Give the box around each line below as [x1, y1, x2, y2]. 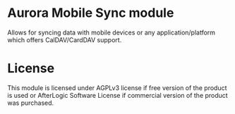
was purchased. [7, 99, 54, 107]
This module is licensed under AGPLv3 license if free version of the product [7, 83, 227, 92]
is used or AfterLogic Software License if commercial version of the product [7, 91, 228, 99]
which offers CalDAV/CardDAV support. [7, 35, 122, 44]
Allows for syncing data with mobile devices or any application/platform [7, 28, 216, 37]
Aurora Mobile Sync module [7, 5, 174, 21]
